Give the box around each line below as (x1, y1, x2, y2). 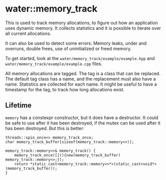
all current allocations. (5, 30, 51, 36)
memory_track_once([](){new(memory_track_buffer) (14, 152, 121, 158)
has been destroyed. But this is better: (5, 125, 85, 131)
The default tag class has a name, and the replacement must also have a (5, 76, 156, 82)
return (14, 161, 28, 166)
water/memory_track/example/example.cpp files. (5, 61, 102, 67)
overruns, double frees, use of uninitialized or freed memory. (5, 45, 132, 51)
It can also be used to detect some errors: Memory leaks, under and (5, 40, 147, 46)
